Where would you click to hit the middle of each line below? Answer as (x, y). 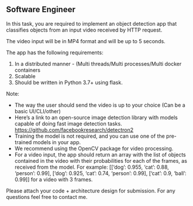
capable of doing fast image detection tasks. (68, 123)
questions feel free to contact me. (47, 197)
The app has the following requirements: (55, 53)
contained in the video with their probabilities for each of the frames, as (101, 160)
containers (27, 70)
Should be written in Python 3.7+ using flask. (68, 82)
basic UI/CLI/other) (38, 111)
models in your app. (57, 142)
